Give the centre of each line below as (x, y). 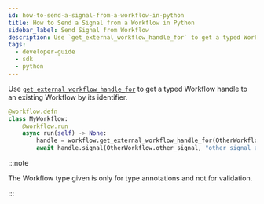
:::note (18, 163)
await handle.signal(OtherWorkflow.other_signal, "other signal (144, 148)
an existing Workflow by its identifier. (68, 97)
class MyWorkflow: (38, 118)
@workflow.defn (33, 111)
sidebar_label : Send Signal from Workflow (79, 30)
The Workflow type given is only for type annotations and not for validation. (130, 178)
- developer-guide (46, 52)
